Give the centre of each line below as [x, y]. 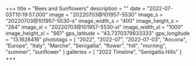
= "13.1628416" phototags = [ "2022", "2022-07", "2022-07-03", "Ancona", [96, 39]
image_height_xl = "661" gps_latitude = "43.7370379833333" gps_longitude [98, 33]
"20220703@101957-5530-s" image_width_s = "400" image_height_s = [92, 21]
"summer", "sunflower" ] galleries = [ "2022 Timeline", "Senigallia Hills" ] [94, 52]
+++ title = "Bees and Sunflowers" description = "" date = [76, 8]
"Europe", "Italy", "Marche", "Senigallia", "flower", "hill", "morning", [86, 46]
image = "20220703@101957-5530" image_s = [106, 15]
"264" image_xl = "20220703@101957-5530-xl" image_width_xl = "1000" [94, 27]
